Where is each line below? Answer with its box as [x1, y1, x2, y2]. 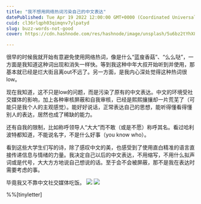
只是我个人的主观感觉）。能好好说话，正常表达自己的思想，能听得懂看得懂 [11, 103, 193, 111]
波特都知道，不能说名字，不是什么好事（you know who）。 [6, 131, 150, 138]
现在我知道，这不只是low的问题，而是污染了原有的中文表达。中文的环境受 [6, 89, 188, 96]
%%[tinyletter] [6, 191, 42, 198]
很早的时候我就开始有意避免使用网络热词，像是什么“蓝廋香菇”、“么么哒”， [6, 53, 188, 60]
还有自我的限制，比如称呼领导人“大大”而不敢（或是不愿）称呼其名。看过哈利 [6, 124, 194, 131]
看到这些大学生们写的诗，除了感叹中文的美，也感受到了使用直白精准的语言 [6, 144, 190, 151]
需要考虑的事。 [6, 166, 43, 173]
